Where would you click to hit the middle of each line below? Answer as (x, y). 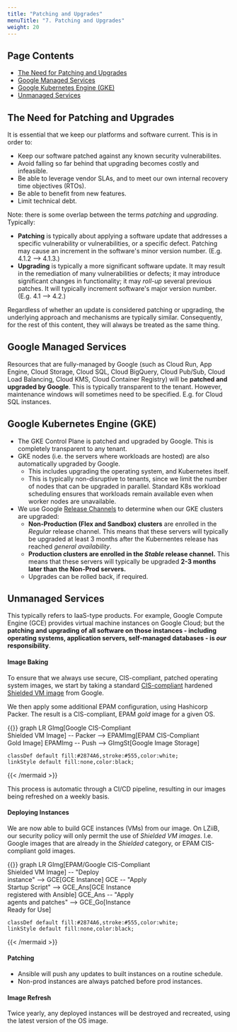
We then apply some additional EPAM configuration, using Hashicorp (108, 706)
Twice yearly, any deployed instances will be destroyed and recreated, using (119, 1014)
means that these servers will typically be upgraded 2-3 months (122, 561)
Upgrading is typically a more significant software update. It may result (121, 266)
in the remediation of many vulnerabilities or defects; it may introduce (119, 274)
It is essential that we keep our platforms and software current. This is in (112, 134)
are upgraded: (38, 516)
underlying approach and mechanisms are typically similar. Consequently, (115, 317)
